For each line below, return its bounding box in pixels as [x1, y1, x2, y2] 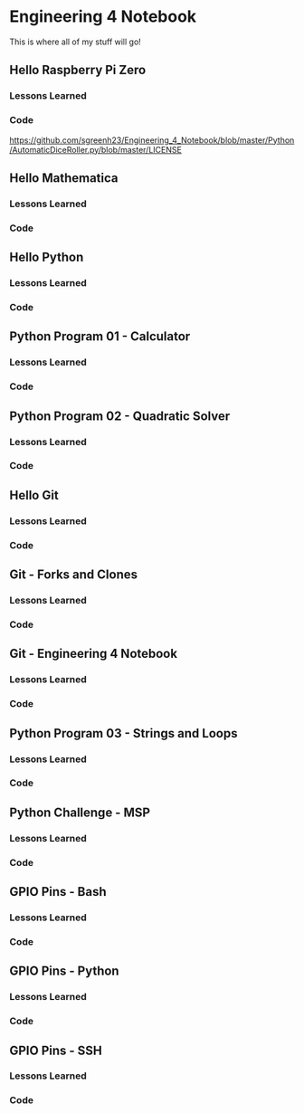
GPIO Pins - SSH [9, 1042, 102, 1058]
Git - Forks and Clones [9, 567, 138, 583]
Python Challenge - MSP [9, 804, 151, 820]
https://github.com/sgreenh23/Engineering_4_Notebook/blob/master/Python [9, 134, 295, 146]
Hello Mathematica [9, 170, 119, 185]
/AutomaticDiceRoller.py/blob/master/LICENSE [9, 144, 183, 155]
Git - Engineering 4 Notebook [9, 646, 178, 661]
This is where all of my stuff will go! [9, 36, 142, 47]
